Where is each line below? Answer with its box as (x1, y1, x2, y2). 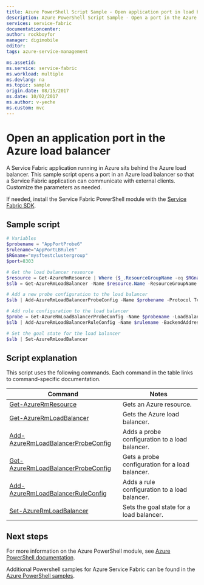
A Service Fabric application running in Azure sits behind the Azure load (6, 164, 186, 171)
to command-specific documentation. (6, 376, 101, 383)
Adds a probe (122, 427, 161, 436)
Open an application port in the (6, 131, 166, 145)
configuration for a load (122, 460, 190, 469)
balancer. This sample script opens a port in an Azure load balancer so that (6, 170, 194, 178)
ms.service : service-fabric (6, 65, 78, 71)
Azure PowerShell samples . (6, 572, 75, 580)
